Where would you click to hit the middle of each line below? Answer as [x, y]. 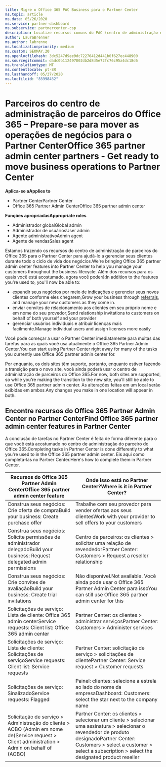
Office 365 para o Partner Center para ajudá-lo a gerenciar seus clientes [79, 256]
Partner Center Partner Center [42, 200]
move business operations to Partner [83, 166]
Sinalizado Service [28, 693]
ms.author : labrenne [26, 42]
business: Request [29, 555]
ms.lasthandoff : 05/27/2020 [34, 74]
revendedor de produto [102, 732]
